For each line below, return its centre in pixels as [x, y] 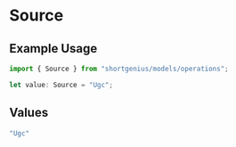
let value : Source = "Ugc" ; [61, 85]
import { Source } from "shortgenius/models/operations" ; [119, 69]
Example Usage [53, 49]
